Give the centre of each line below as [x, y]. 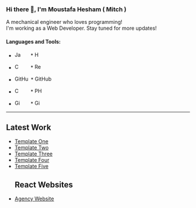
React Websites [43, 184]
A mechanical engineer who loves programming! [64, 22]
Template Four [32, 160]
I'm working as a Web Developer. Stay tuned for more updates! [81, 28]
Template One [31, 141]
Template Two [32, 148]
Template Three [34, 154]
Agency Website [34, 199]
